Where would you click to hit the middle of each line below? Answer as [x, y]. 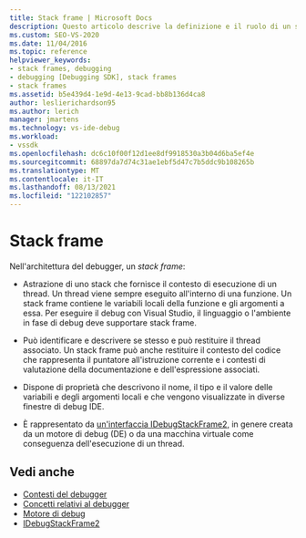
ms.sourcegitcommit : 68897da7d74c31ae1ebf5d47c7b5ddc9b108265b [132, 162]
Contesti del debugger [65, 494]
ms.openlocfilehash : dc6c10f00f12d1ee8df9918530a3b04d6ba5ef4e [132, 153]
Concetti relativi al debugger [76, 503]
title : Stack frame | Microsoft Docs [81, 18]
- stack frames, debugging [61, 69]
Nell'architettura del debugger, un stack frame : [97, 266]
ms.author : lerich [44, 111]
